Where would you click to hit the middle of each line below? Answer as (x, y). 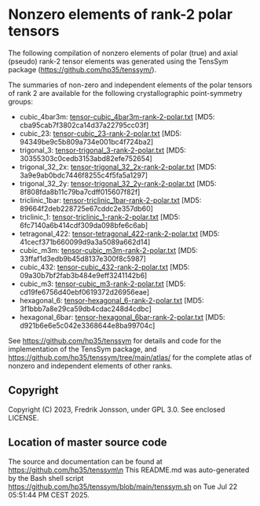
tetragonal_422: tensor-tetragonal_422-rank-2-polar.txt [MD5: (119, 233)
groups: (21, 101)
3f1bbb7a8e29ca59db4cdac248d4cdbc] (85, 309)
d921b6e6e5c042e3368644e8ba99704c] (87, 325)
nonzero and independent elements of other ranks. (90, 365)
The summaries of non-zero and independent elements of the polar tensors (130, 85)
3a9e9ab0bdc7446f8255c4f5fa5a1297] (83, 175)
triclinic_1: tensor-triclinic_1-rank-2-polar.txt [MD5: (100, 217)
